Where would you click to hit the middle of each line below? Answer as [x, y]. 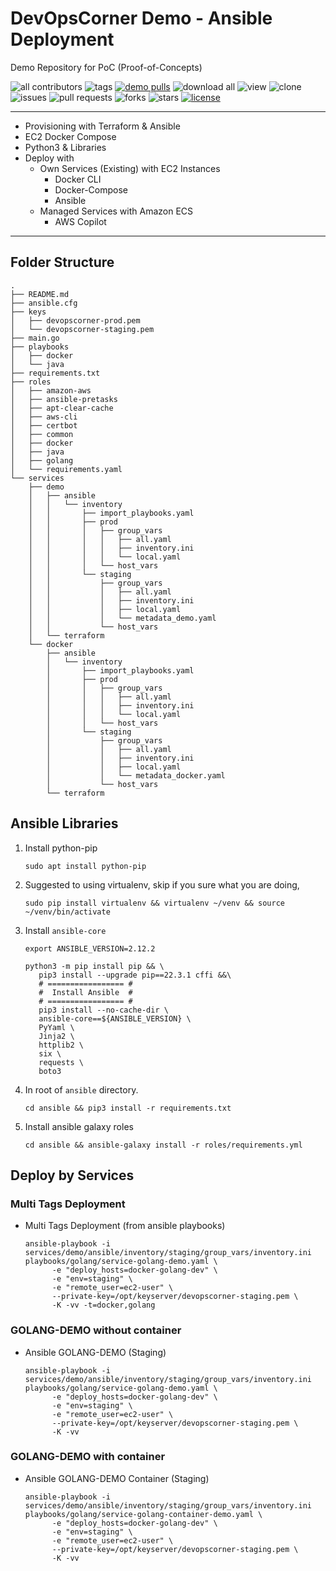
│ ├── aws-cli [44, 417]
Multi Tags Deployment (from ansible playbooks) [125, 1226]
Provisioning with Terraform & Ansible [102, 126]
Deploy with [49, 158]
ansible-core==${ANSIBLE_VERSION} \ [115, 1018]
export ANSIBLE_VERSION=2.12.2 [90, 948]
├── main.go [35, 338]
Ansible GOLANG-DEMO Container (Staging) [117, 1478]
